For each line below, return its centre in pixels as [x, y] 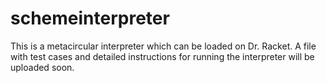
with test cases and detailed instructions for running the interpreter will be [162, 56]
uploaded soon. [42, 67]
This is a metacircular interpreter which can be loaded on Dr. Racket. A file [163, 46]
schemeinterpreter [90, 18]
